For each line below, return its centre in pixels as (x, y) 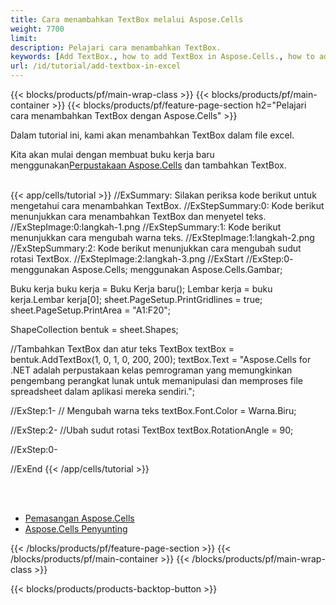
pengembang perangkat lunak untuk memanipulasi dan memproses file (156, 380)
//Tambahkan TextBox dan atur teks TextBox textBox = (122, 349)
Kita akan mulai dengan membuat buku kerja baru (112, 154)
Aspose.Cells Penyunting (76, 529)
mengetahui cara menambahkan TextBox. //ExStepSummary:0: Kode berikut (167, 205)
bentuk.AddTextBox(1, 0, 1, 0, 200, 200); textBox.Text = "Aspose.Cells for (161, 359)
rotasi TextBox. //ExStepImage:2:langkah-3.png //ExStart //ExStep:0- (152, 259)
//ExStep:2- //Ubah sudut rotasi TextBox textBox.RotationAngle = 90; (152, 430)
